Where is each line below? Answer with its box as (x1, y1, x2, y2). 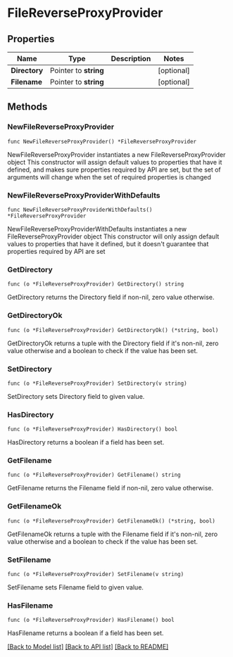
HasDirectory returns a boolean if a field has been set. (7, 438, 165, 447)
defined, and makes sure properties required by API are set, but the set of (7, 165, 222, 174)
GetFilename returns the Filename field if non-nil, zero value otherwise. (7, 484, 213, 492)
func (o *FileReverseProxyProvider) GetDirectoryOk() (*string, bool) (7, 326, 219, 333)
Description (111, 54, 151, 63)
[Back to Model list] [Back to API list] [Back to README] (7, 642, 169, 651)
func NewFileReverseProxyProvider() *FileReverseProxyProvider (7, 138, 197, 145)
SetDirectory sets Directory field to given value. (7, 392, 145, 400)
